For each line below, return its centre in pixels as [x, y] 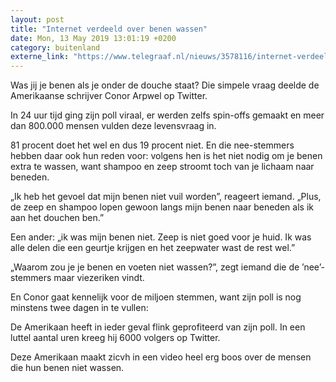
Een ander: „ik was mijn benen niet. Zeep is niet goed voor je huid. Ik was [161, 237]
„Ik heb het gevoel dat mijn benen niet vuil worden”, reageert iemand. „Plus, [166, 197]
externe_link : [40, 57]
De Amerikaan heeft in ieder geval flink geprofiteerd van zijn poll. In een [158, 327]
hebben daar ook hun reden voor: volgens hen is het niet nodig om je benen [166, 156]
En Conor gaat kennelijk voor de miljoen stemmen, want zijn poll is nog [156, 297]
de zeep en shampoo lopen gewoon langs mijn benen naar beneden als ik [162, 207]
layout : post [37, 19]
